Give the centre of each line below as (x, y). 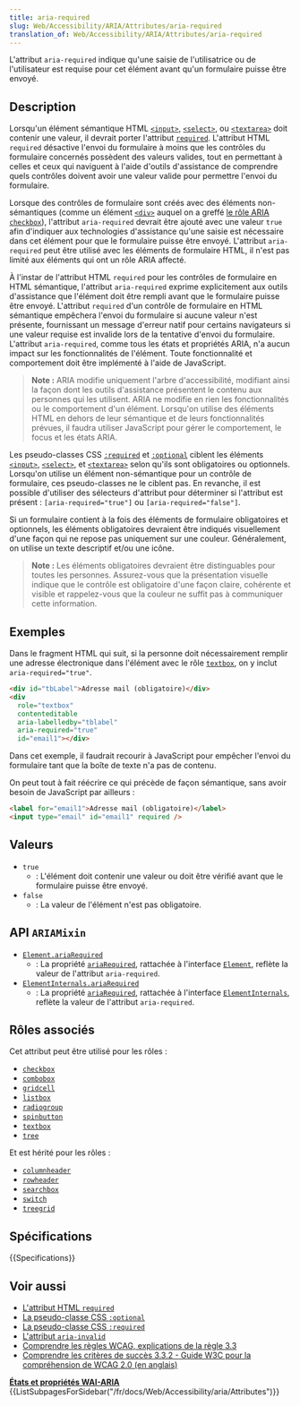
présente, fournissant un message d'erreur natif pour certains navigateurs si (150, 325)
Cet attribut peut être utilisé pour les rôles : (88, 1051)
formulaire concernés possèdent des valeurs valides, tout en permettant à (146, 157)
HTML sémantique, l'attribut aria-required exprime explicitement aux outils (149, 287)
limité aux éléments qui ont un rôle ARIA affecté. (98, 260)
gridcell (39, 1089)
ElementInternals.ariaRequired (81, 983)
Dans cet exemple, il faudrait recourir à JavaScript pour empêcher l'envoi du (150, 756)
